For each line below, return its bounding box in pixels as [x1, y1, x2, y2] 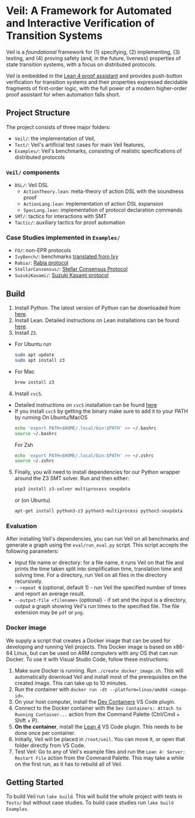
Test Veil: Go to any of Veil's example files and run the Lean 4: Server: [14, 748, 186, 755]
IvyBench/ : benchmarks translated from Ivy [14, 253, 119, 260]
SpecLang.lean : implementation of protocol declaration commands [23, 206, 183, 213]
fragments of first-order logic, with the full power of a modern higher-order [6, 84, 187, 91]
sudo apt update [14, 352, 54, 358]
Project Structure [6, 108, 70, 118]
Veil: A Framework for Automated [6, 4, 172, 18]
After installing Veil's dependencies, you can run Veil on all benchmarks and [6, 535, 189, 542]
